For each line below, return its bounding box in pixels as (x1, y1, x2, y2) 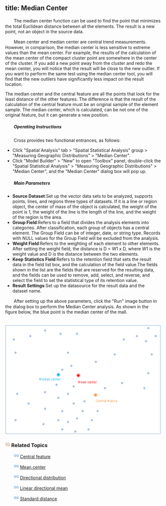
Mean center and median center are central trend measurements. (13, 39, 147, 45)
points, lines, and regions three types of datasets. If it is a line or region (12, 198, 157, 204)
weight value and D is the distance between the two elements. (12, 251, 139, 257)
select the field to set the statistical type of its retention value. (12, 277, 138, 283)
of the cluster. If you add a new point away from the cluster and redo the (5, 60, 153, 66)
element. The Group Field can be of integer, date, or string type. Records (12, 230, 161, 236)
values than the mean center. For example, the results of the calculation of (5, 50, 157, 56)
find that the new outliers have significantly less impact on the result (5, 76, 144, 82)
